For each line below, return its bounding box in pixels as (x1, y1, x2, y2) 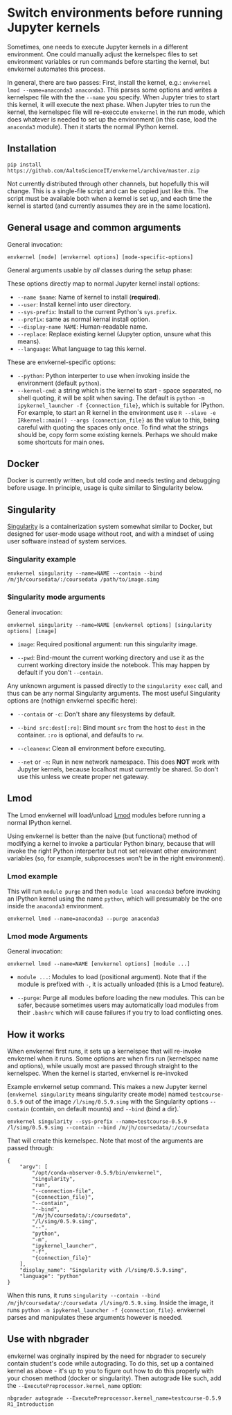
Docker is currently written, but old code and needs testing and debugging (7, 476, 220, 484)
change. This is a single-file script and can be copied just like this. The (7, 186, 209, 195)
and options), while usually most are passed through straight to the (7, 1062, 199, 1070)
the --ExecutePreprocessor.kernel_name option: (7, 1381, 142, 1389)
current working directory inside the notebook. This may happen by (17, 660, 210, 669)
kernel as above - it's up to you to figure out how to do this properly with (7, 1366, 214, 1375)
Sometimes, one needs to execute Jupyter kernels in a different (7, 42, 188, 51)
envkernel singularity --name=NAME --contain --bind (7, 570, 163, 578)
